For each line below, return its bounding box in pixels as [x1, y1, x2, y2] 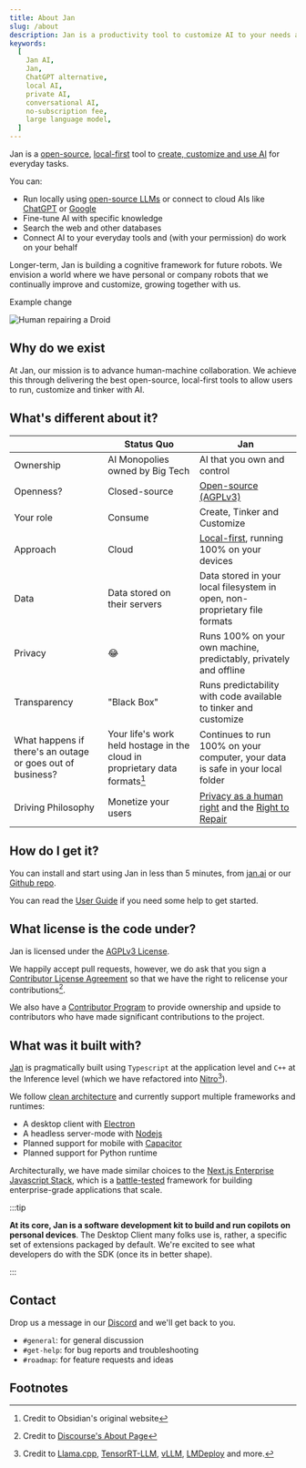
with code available [199, 690, 282, 703]
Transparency [14, 695, 74, 708]
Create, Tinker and [199, 505, 280, 518]
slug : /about [9, 22, 59, 31]
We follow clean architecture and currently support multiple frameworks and [9, 1091, 296, 1102]
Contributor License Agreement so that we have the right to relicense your [9, 972, 289, 984]
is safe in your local [199, 763, 282, 775]
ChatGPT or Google [22, 203, 97, 214]
